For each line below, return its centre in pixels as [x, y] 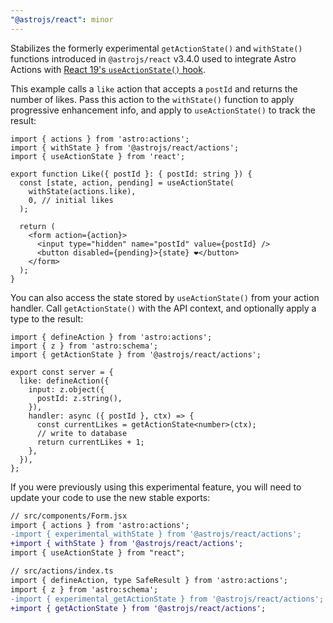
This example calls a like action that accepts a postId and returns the [154, 88]
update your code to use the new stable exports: [110, 497]
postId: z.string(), [79, 398]
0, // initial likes [71, 200]
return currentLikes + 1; [90, 442]
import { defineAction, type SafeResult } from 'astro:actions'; [149, 580]
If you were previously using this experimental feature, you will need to [156, 487]
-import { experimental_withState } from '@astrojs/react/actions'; [156, 534]
